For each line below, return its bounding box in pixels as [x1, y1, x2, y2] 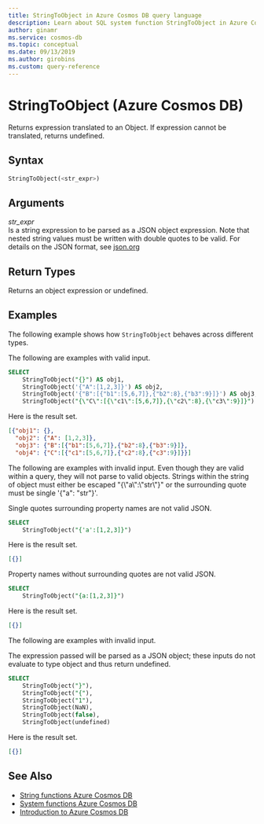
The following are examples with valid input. [8, 353, 151, 362]
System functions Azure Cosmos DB [19, 799, 137, 808]
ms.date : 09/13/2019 [8, 48, 76, 56]
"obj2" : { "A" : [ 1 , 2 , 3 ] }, [15, 434, 97, 443]
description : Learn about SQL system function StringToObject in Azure [8, 19, 247, 27]
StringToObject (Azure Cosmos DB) [8, 96, 244, 114]
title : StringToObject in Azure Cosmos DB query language [8, 11, 202, 20]
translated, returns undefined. [8, 131, 104, 140]
